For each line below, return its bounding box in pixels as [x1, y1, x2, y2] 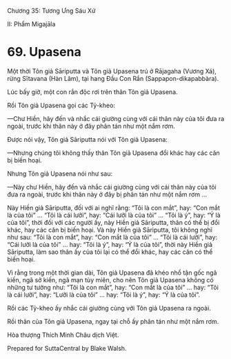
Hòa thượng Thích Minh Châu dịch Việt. [7, 331, 119, 339]
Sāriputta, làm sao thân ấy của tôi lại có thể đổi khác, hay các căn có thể [7, 248, 213, 256]
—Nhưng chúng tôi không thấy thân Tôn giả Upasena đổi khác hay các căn [7, 149, 221, 157]
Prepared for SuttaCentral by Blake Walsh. [7, 344, 127, 352]
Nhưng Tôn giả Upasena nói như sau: [7, 169, 112, 178]
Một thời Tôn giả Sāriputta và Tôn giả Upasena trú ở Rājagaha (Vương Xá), [7, 66, 217, 75]
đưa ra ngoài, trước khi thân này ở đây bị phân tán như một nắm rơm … [7, 190, 208, 199]
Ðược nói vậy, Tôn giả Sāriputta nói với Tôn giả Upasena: [7, 135, 168, 143]
